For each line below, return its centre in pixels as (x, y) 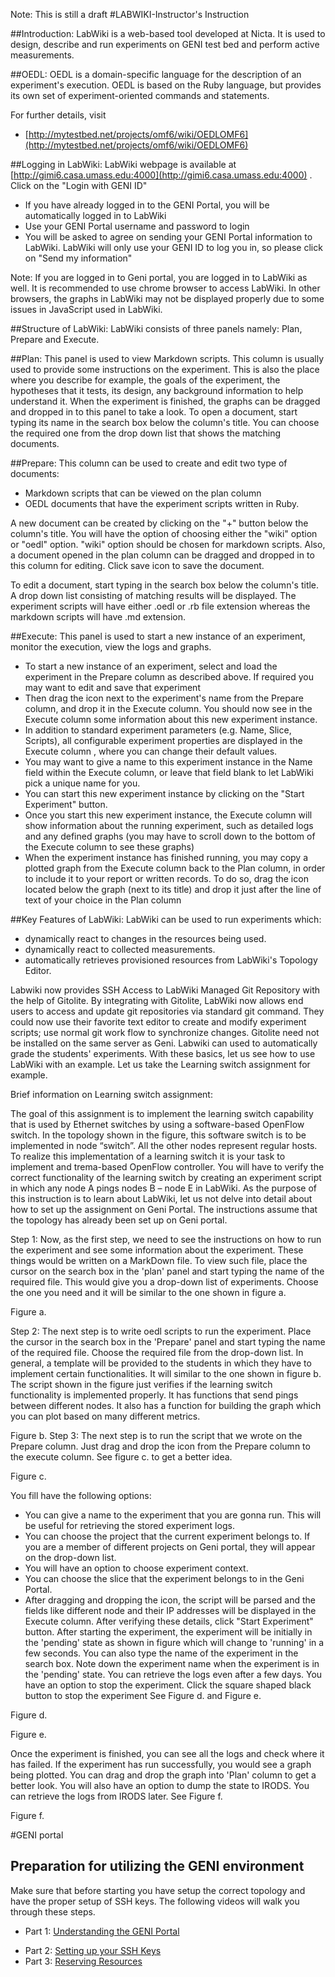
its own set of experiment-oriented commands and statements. (140, 95)
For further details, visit (58, 115)
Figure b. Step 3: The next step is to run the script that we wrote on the (156, 1435)
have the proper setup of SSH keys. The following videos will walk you (155, 1901)
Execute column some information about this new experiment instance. (171, 719)
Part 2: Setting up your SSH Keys (93, 1950)
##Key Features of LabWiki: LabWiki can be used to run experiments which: (166, 919)
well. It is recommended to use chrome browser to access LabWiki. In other (165, 288)
